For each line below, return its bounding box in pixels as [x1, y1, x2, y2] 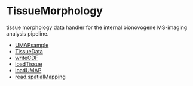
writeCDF [14, 54, 39, 61]
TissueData [14, 47, 43, 55]
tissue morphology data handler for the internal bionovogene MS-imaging [6, 24, 188, 31]
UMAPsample [14, 42, 49, 49]
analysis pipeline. [6, 30, 49, 37]
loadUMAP [14, 66, 42, 74]
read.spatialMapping [14, 73, 66, 80]
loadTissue [14, 60, 42, 68]
